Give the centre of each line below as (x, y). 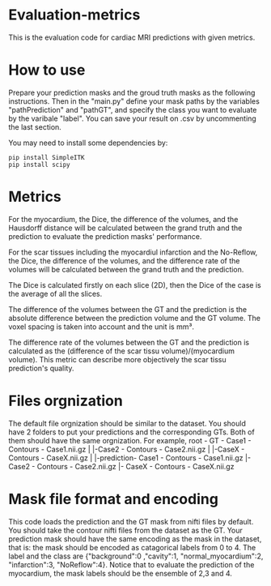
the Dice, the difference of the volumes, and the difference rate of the (124, 260)
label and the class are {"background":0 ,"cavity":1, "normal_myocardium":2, (136, 556)
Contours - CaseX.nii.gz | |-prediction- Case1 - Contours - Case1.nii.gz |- (130, 458)
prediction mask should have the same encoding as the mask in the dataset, (135, 539)
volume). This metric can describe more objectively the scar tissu (117, 359)
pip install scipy (39, 165)
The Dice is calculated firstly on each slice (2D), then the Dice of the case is (135, 284)
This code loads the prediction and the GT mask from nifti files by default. (131, 521)
